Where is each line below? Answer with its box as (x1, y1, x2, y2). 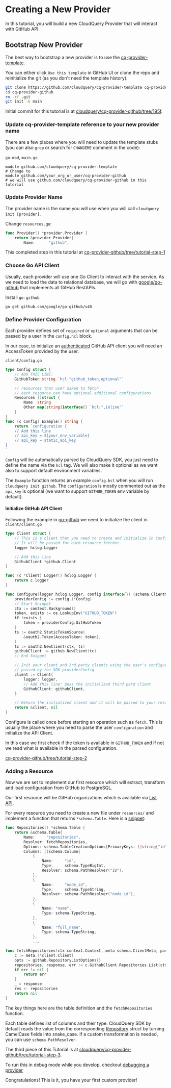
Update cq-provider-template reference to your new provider (5, 121, 159, 128)
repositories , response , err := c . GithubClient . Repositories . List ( (14, 963, 160, 968)
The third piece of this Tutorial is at (5, 1046, 78, 1052)
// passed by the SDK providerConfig (14, 667, 95, 673)
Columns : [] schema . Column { (23, 849, 81, 854)
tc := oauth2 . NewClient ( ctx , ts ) (14, 644, 85, 649)
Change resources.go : (5, 220, 52, 226)
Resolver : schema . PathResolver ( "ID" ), (41, 868, 124, 873)
